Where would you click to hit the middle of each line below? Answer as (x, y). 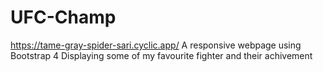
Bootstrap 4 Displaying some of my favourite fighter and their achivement (161, 55)
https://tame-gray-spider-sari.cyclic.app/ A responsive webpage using (156, 45)
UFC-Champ (63, 17)
